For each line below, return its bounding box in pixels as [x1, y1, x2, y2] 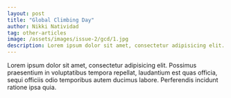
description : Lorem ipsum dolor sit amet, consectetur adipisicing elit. [7, 42, 225, 49]
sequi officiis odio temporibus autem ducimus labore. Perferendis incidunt [7, 76, 219, 84]
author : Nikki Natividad [7, 23, 79, 30]
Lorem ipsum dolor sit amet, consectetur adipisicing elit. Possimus [7, 61, 197, 69]
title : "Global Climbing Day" [7, 17, 95, 23]
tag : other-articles [7, 29, 67, 37]
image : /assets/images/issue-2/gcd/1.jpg [7, 36, 129, 43]
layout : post [7, 10, 45, 17]
